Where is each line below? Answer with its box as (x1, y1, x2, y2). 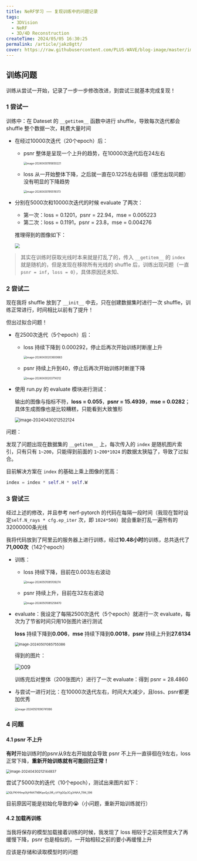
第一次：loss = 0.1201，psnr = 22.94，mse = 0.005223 (23, 211, 157, 218)
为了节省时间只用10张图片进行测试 (19, 618, 103, 625)
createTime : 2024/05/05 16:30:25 (6, 36, 88, 42)
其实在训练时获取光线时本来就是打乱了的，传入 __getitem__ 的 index (20, 253, 186, 260)
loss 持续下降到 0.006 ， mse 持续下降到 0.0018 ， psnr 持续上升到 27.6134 (14, 630, 191, 638)
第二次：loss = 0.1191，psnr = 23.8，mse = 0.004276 (23, 219, 152, 226)
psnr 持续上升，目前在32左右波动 (23, 589, 104, 597)
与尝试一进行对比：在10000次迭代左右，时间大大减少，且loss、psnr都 (14, 688, 184, 695)
